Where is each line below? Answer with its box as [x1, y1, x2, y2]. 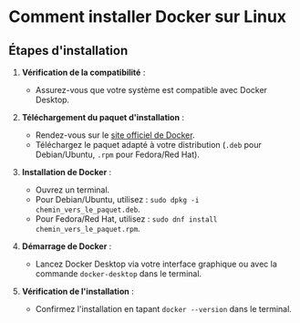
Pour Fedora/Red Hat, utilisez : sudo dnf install [35, 214, 218, 224]
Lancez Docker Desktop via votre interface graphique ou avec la [35, 258, 277, 269]
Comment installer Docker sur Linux [8, 6, 287, 27]
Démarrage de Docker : [21, 241, 112, 252]
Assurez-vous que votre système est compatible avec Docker [35, 85, 268, 95]
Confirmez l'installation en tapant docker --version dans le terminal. [35, 304, 293, 314]
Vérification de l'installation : [21, 286, 134, 297]
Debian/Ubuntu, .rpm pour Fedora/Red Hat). [35, 149, 200, 160]
